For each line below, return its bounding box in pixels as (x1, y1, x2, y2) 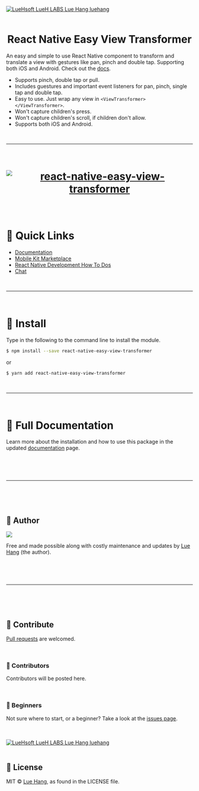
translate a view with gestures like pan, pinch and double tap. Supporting (6, 58, 185, 65)
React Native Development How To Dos (14, 261, 111, 268)
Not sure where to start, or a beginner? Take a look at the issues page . (6, 715, 178, 722)
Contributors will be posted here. (6, 675, 86, 682)
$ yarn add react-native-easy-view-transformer (6, 370, 126, 376)
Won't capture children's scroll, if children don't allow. (14, 114, 146, 121)
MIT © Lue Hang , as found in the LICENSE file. (6, 778, 120, 785)
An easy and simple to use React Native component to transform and (6, 52, 175, 59)
